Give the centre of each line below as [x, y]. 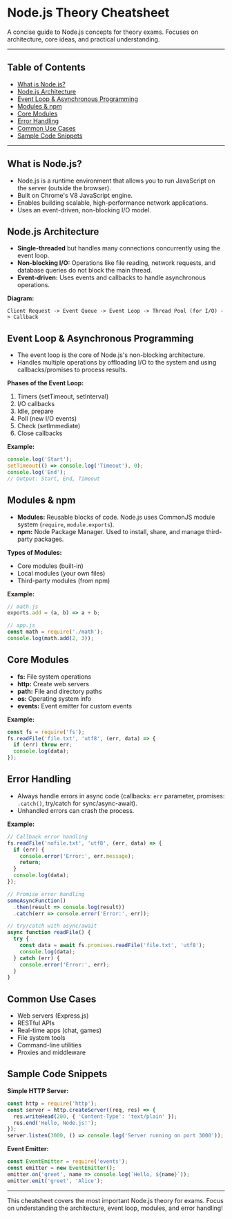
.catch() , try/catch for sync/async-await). [77, 803]
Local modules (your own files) [61, 573]
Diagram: [21, 298]
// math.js [23, 607]
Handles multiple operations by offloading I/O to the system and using [117, 363]
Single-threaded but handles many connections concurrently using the [119, 248]
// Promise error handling [46, 894]
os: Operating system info [54, 698]
